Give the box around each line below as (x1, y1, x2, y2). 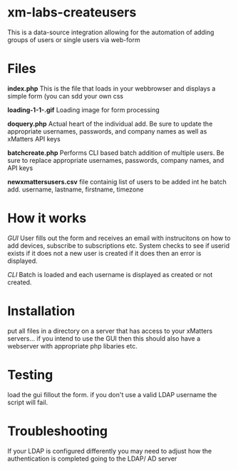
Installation (7, 303, 76, 319)
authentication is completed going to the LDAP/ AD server (7, 454, 177, 463)
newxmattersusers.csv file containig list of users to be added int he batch (7, 177, 227, 186)
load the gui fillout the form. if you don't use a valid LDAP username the (7, 390, 217, 399)
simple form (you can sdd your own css (7, 91, 124, 100)
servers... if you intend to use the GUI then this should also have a (7, 334, 201, 343)
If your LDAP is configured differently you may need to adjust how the (7, 446, 212, 455)
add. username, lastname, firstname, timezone (7, 185, 144, 194)
